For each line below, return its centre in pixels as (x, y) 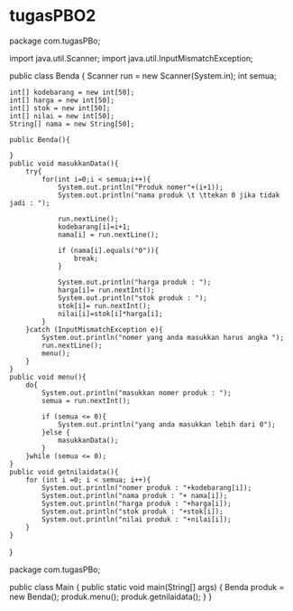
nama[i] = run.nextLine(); (108, 235)
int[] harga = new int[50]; (62, 100)
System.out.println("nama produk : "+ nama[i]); (135, 495)
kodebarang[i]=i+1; (94, 227)
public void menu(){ (48, 377)
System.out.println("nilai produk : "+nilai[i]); (137, 519)
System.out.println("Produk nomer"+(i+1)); (140, 187)
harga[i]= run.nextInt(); (106, 290)
